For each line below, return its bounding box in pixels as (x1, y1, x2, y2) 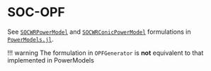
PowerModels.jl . (7, 34, 55, 43)
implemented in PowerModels (7, 56, 94, 64)
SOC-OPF (7, 4, 65, 20)
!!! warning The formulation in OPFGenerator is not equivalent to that (7, 49, 204, 57)
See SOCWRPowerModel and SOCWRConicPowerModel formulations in (7, 27, 191, 36)
